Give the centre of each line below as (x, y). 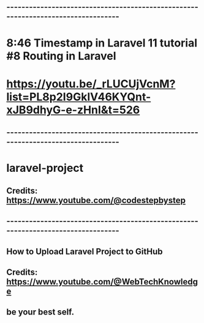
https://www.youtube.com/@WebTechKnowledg (102, 282)
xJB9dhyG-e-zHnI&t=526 (73, 110)
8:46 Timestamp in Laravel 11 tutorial (102, 43)
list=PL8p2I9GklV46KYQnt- (79, 97)
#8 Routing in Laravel (61, 56)
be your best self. (40, 312)
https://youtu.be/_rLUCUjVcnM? (91, 84)
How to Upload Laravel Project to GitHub (85, 251)
